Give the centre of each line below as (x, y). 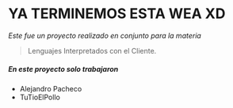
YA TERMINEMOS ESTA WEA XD (117, 14)
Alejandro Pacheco (51, 88)
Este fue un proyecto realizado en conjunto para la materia (105, 35)
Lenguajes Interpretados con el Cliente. (92, 50)
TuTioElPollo (40, 97)
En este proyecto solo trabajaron (63, 69)
